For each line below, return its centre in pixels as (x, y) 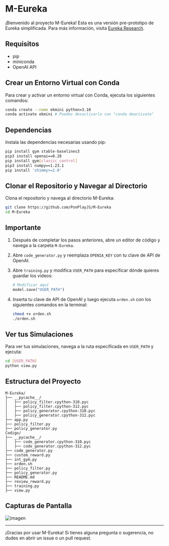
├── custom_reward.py (28, 455)
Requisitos (22, 44)
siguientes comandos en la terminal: (50, 305)
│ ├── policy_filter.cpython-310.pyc (47, 402)
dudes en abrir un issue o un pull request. (48, 538)
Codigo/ (13, 433)
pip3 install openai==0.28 (33, 156)
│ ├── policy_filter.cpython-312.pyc (47, 406)
